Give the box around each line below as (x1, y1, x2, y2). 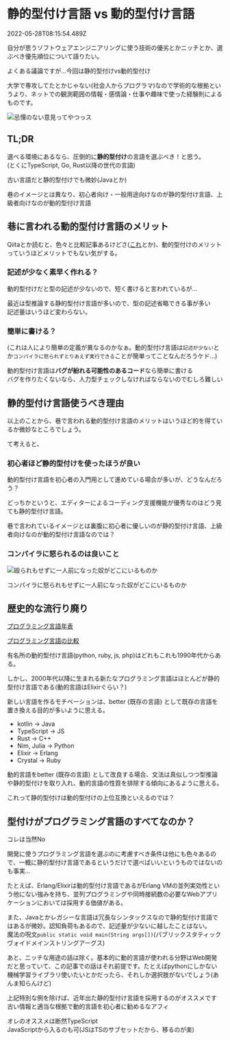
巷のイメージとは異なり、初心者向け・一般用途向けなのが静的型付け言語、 (7, 190, 217, 198)
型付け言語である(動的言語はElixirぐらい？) (7, 683, 127, 692)
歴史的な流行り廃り (7, 602, 88, 614)
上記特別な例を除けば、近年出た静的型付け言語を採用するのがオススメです (7, 994, 217, 1002)
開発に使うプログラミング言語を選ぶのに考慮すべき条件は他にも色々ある (7, 850, 211, 858)
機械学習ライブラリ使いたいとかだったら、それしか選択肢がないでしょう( (7, 971, 214, 979)
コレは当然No (7, 835, 46, 844)
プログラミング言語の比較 (7, 637, 79, 645)
